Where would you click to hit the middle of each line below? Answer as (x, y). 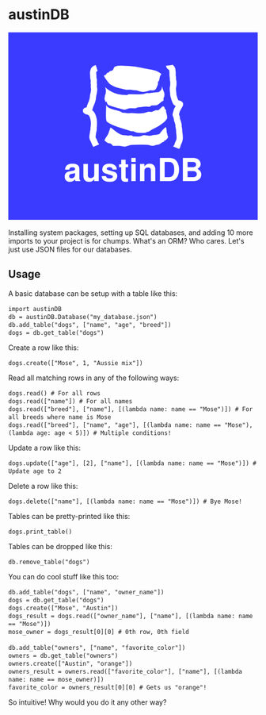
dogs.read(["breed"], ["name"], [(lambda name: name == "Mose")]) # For (131, 409)
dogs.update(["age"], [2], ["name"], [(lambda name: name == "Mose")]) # (133, 463)
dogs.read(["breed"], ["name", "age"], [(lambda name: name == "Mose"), (131, 425)
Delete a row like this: (43, 486)
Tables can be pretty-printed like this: (69, 516)
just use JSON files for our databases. (70, 249)
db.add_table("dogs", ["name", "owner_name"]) (86, 592)
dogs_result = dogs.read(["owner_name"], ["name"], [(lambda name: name (131, 616)
